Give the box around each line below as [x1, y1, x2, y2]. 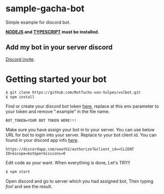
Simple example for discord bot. [5, 19, 71, 25]
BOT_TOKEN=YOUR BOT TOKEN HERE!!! [5, 118, 77, 123]
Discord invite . [5, 56, 35, 62]
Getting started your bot [5, 74, 107, 84]
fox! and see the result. [5, 184, 52, 190]
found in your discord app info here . [5, 137, 79, 143]
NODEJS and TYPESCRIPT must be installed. [5, 29, 99, 35]
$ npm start [5, 169, 30, 174]
